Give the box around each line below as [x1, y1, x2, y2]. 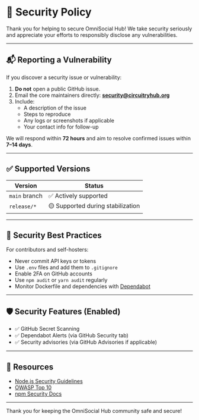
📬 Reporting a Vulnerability [6, 55, 112, 65]
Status [85, 181, 104, 190]
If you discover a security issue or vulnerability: [6, 74, 122, 81]
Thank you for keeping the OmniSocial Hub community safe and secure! [6, 408, 182, 414]
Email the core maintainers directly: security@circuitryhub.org [14, 92, 170, 99]
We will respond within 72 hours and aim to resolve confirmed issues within [6, 134, 191, 142]
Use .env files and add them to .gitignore [14, 264, 118, 271]
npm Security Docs [14, 390, 62, 397]
